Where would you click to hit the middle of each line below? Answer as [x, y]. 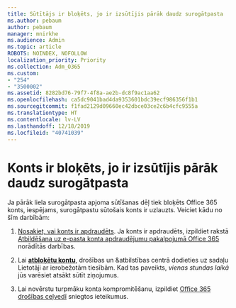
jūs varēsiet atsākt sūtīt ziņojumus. [68, 275]
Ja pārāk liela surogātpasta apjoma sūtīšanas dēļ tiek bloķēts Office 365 [112, 202]
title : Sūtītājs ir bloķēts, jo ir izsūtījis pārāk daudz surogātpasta [115, 14]
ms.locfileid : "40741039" [45, 133]
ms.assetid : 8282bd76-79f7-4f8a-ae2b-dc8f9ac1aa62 [84, 93]
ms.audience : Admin [36, 40]
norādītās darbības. [46, 246]
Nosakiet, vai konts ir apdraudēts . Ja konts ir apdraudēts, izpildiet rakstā [123, 231]
